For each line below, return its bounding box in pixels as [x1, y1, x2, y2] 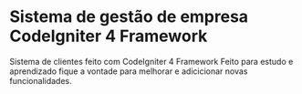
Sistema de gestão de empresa [9, 6, 249, 27]
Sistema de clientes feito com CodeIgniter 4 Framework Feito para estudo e [9, 56, 294, 67]
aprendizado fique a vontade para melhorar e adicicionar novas [9, 66, 248, 77]
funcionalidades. [9, 75, 73, 86]
